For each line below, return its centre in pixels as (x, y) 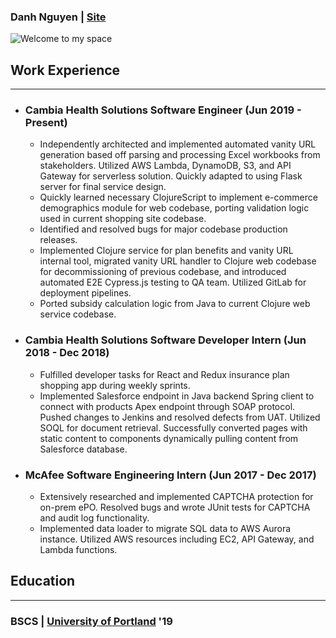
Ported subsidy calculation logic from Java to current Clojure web (175, 304)
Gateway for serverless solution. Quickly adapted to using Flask (171, 176)
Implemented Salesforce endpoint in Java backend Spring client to (177, 396)
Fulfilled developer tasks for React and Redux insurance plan (164, 374)
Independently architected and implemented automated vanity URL (178, 144)
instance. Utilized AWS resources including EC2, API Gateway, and (177, 539)
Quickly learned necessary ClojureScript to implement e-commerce (178, 197)
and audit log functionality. (94, 518)
